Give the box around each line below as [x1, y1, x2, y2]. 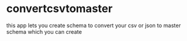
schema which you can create [6, 28, 82, 35]
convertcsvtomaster [6, 2, 113, 16]
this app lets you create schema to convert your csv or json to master [6, 22, 182, 29]
